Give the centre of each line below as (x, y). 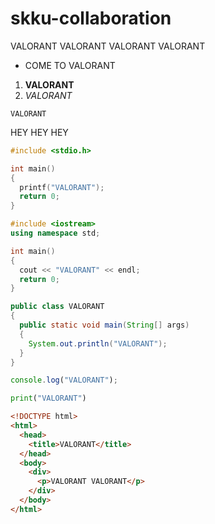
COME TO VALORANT (70, 65)
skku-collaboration (91, 18)
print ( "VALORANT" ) (48, 398)
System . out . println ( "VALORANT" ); (98, 343)
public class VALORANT (57, 307)
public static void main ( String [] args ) (104, 325)
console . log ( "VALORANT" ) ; (64, 380)
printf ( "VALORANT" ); (62, 187)
